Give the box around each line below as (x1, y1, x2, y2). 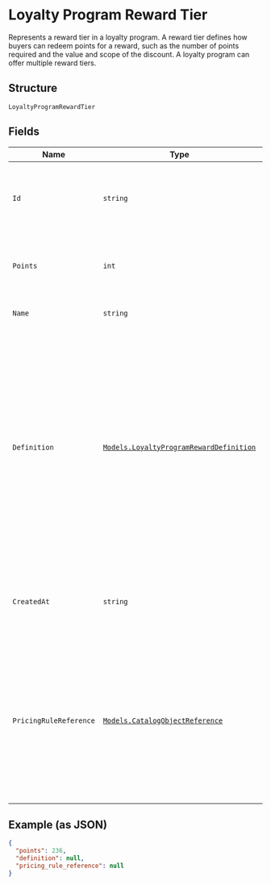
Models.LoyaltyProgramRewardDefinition (102, 442, 256, 452)
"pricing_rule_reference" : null (15, 862, 125, 870)
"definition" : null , (15, 854, 85, 862)
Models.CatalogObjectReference (102, 716, 223, 725)
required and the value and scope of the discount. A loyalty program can (8, 49, 250, 59)
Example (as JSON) (8, 817, 107, 832)
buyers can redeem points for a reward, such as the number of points (8, 40, 240, 50)
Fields (8, 125, 40, 139)
